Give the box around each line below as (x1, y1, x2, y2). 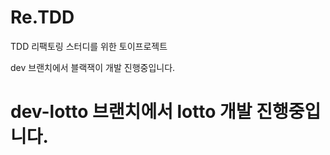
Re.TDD (10, 6, 75, 29)
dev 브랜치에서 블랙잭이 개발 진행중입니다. (10, 61, 176, 73)
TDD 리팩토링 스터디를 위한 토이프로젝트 (10, 40, 168, 52)
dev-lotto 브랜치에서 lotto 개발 (10, 101, 253, 123)
